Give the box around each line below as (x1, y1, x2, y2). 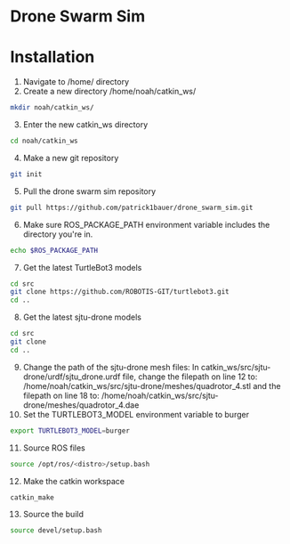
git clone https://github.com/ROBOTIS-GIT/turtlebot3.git (10, 288, 230, 296)
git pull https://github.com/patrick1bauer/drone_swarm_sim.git (10, 203, 254, 212)
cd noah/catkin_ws (10, 136, 78, 145)
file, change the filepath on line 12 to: (122, 371, 258, 382)
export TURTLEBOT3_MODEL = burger (10, 426, 130, 435)
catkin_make (10, 492, 54, 502)
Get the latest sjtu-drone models (22, 312, 141, 322)
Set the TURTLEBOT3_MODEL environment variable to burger (22, 409, 250, 419)
